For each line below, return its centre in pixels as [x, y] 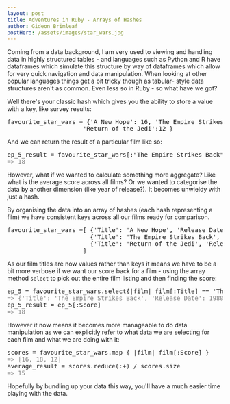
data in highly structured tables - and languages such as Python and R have [114, 60]
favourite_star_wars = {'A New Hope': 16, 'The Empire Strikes [115, 122]
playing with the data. [38, 394]
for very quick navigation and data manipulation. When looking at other [107, 74]
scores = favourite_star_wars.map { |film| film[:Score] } [108, 353]
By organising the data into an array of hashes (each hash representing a [110, 210]
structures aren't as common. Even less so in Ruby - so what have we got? [112, 88]
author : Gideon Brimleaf [42, 26]
